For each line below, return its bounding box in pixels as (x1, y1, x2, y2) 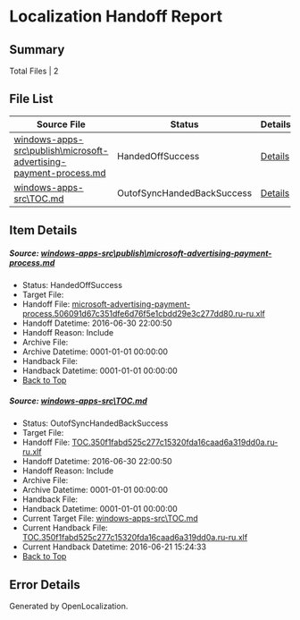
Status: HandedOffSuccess (21, 280, 123, 291)
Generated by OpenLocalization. (9, 600, 129, 611)
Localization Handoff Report (9, 6, 223, 27)
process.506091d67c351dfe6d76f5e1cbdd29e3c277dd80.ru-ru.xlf (21, 309, 265, 319)
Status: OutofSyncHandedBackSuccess (21, 418, 169, 429)
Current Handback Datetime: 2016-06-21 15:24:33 (21, 541, 207, 552)
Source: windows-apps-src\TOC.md (9, 395, 147, 406)
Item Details (9, 223, 78, 238)
